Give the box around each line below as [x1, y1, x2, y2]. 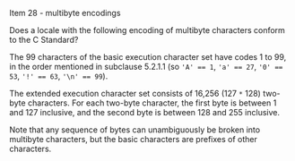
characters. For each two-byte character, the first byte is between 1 [27, 97, 277, 108]
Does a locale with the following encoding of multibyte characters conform [9, 25, 285, 35]
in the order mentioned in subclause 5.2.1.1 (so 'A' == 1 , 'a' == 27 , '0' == [9, 62, 283, 72]
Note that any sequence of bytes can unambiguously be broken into [9, 124, 261, 135]
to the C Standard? [9, 35, 79, 45]
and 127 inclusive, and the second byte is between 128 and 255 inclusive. [9, 107, 281, 117]
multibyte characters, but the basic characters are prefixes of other [9, 134, 257, 144]
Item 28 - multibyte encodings [9, 8, 121, 18]
